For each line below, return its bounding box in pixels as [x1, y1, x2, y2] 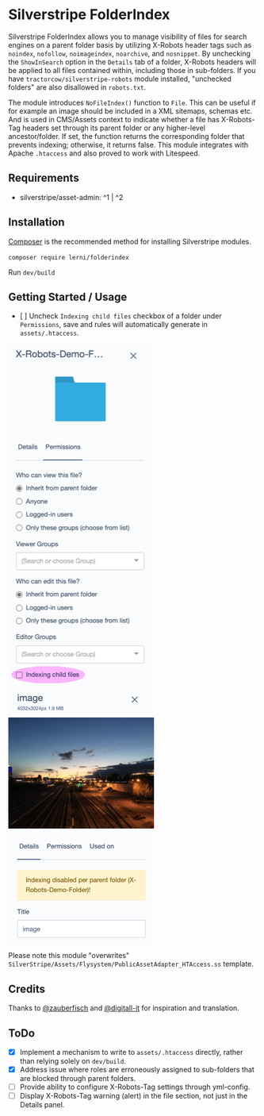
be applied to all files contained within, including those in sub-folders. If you [8, 65, 256, 75]
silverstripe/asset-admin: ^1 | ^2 [19, 192, 124, 202]
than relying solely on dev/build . [19, 1056, 127, 1066]
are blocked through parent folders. [19, 1074, 136, 1083]
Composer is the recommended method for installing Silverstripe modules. [8, 237, 251, 246]
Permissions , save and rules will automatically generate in [19, 320, 209, 329]
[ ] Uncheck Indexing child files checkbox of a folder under [19, 311, 222, 321]
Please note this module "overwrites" [8, 951, 130, 960]
